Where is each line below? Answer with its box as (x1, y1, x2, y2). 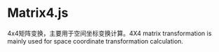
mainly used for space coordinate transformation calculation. (7, 37, 184, 45)
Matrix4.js (7, 5, 69, 21)
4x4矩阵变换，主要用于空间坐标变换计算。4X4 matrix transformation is (7, 29, 212, 37)
